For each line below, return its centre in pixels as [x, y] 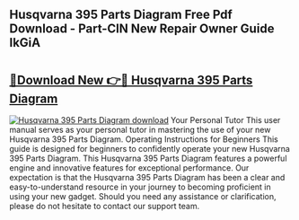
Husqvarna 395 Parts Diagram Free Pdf [121, 15]
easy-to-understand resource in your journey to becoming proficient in [140, 187]
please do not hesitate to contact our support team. [105, 206]
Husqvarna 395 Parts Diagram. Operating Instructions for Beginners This [144, 139]
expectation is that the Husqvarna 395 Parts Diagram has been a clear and [147, 177]
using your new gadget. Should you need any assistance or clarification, [143, 196]
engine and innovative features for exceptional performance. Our [129, 168]
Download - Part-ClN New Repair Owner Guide [142, 29]
